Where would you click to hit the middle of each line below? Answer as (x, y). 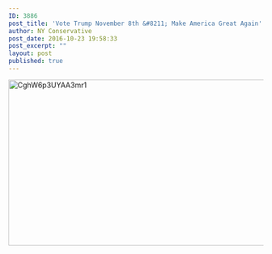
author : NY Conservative (50, 31)
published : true (36, 61)
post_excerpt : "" (38, 46)
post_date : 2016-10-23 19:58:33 (63, 38)
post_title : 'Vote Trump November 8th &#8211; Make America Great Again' (136, 23)
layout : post (30, 53)
